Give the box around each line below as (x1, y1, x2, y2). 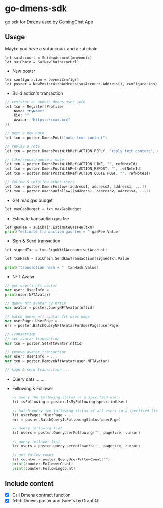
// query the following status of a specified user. (12, 395, 121, 400)
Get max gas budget (12, 197, 53, 203)
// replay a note (5, 144, 40, 149)
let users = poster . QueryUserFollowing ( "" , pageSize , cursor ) (12, 430, 141, 435)
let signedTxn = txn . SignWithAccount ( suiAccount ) (5, 248, 108, 253)
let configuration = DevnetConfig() (5, 77, 79, 82)
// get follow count (12, 452, 54, 457)
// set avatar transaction (5, 336, 60, 341)
